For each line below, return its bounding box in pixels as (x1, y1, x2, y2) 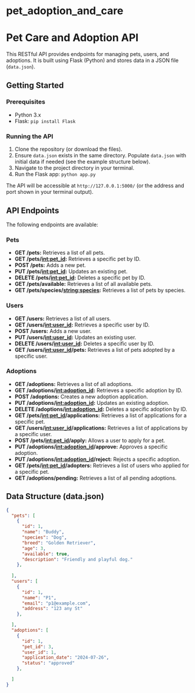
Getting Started (6, 80, 64, 90)
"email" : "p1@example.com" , (21, 600, 91, 606)
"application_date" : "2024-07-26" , (21, 655, 110, 661)
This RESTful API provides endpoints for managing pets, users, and (6, 51, 170, 58)
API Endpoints (6, 205, 60, 216)
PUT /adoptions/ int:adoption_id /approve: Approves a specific (14, 443, 168, 450)
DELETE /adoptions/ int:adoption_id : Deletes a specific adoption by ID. (14, 405, 187, 412)
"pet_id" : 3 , (21, 643, 54, 649)
